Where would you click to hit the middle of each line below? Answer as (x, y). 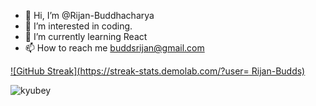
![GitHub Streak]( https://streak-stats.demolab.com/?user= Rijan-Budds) (158, 71)
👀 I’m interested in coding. (78, 26)
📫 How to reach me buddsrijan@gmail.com (114, 48)
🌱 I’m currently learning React (86, 36)
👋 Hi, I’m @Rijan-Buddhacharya (89, 15)
